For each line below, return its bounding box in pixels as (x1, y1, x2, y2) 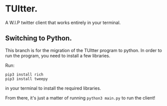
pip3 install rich (5, 72, 43, 77)
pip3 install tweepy (5, 76, 48, 81)
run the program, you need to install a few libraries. (5, 52, 110, 58)
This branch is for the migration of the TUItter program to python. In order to (5, 47, 162, 53)
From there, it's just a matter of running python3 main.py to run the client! (5, 94, 155, 100)
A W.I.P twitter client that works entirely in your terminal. (5, 19, 121, 25)
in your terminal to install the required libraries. (5, 85, 101, 91)
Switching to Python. (5, 34, 72, 42)
